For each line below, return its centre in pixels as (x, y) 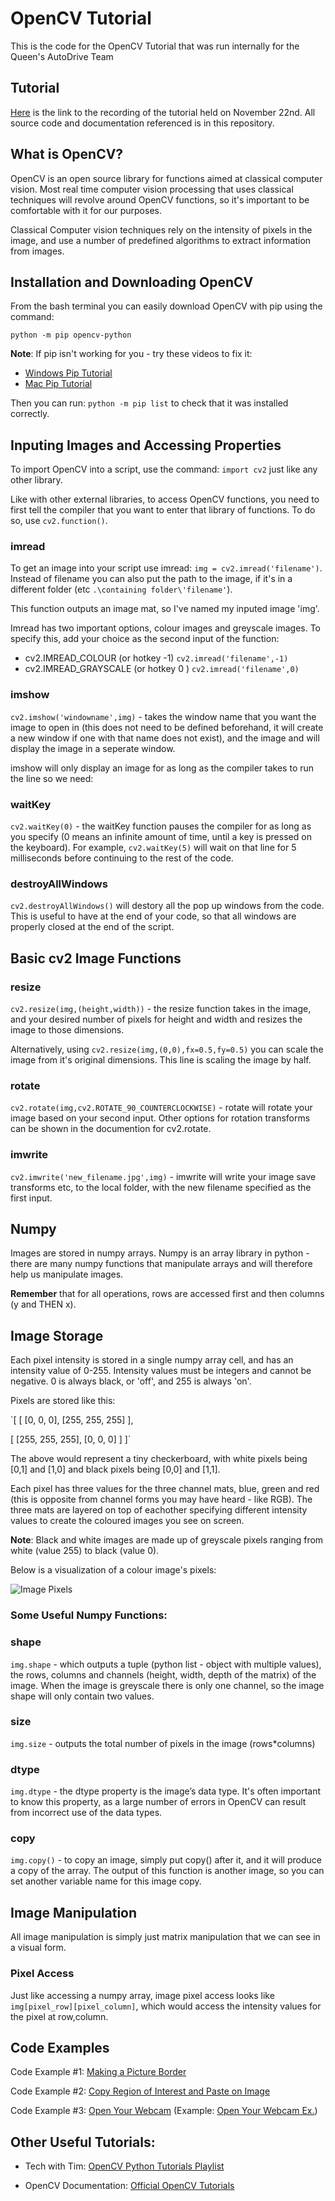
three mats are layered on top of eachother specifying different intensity (159, 1510)
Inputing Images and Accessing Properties (146, 445)
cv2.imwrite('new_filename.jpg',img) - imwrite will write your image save (163, 1176)
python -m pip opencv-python (71, 335)
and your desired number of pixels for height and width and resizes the (156, 1019)
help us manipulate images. (67, 1274)
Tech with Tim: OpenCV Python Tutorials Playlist (124, 2166)
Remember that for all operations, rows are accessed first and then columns (167, 1294)
